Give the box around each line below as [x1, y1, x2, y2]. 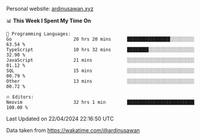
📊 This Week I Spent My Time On [6, 17, 91, 24]
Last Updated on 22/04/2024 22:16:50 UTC [6, 115, 114, 122]
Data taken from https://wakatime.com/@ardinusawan [6, 127, 140, 134]
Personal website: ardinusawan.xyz [6, 5, 94, 12]
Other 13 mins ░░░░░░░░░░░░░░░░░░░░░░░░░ [6, 78, 195, 84]
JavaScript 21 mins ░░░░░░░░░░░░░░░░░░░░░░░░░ [6, 57, 195, 63]
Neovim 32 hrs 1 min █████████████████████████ [6, 99, 195, 105]
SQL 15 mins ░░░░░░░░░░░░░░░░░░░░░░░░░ [6, 68, 195, 74]
